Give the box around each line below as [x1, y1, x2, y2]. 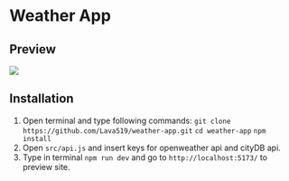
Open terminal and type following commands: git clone [22, 115, 231, 126]
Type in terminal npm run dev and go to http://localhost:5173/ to [22, 151, 268, 163]
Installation [9, 91, 74, 107]
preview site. [22, 161, 70, 172]
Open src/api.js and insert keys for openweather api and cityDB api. [22, 142, 282, 153]
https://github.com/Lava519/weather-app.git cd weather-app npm [22, 126, 266, 136]
